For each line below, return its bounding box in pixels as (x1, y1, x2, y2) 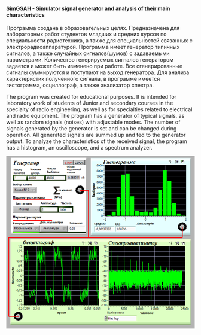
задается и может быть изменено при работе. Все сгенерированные (6, 63, 183, 70)
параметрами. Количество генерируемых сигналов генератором (6, 56, 174, 63)
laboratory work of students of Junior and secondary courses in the (6, 99, 173, 107)
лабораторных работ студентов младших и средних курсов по (6, 31, 167, 38)
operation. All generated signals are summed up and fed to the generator (6, 132, 186, 139)
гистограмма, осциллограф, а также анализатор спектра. (6, 81, 154, 89)
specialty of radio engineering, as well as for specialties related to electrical (6, 106, 193, 113)
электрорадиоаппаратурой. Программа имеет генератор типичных (6, 44, 180, 51)
